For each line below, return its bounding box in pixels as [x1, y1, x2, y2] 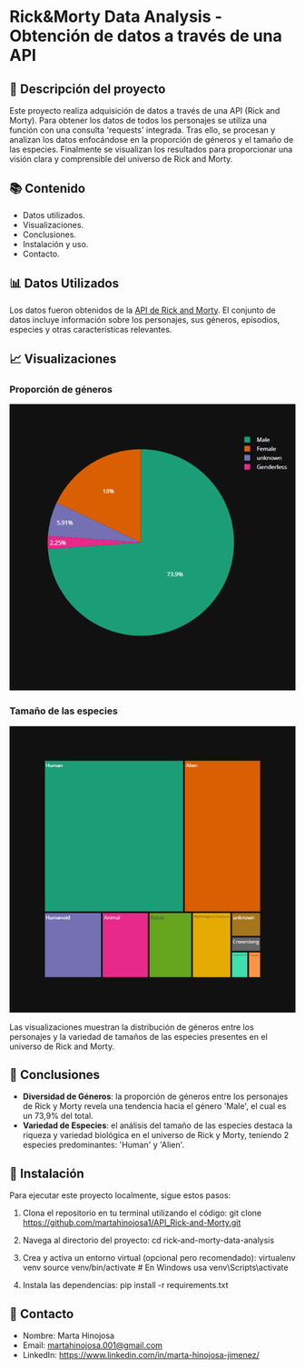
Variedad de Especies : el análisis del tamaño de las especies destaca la [22, 1120, 293, 1131]
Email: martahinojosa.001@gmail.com [22, 1340, 163, 1351]
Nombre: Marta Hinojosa [22, 1330, 115, 1342]
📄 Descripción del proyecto [9, 81, 166, 96]
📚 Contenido [9, 181, 86, 196]
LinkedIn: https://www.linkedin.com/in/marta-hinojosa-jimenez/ [22, 1350, 261, 1361]
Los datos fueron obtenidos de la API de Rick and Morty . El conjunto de [9, 305, 276, 315]
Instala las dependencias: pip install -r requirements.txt [22, 1280, 229, 1291]
